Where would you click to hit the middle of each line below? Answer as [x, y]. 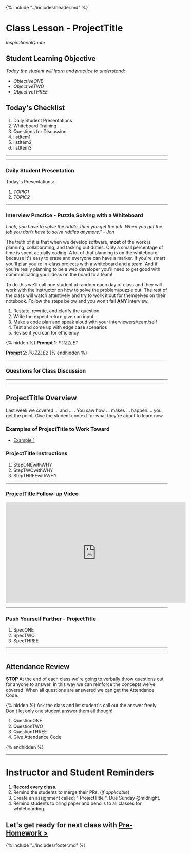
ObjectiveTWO [28, 86]
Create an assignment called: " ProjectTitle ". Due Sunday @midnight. [87, 798]
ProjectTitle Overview [41, 398]
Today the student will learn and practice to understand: [65, 71]
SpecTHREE [26, 641]
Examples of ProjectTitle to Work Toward [58, 429]
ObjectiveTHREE [31, 91]
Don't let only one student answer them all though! [59, 711]
